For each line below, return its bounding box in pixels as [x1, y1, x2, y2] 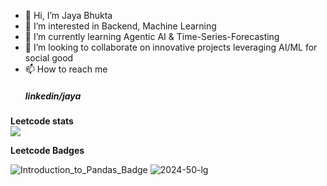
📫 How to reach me [24, 63, 108, 75]
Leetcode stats [10, 115, 74, 127]
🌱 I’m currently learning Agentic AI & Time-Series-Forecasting [24, 31, 280, 42]
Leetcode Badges [10, 144, 85, 156]
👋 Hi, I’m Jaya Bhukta [24, 10, 113, 21]
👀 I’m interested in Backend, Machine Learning [24, 20, 217, 32]
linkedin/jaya [24, 90, 82, 102]
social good [24, 52, 74, 64]
